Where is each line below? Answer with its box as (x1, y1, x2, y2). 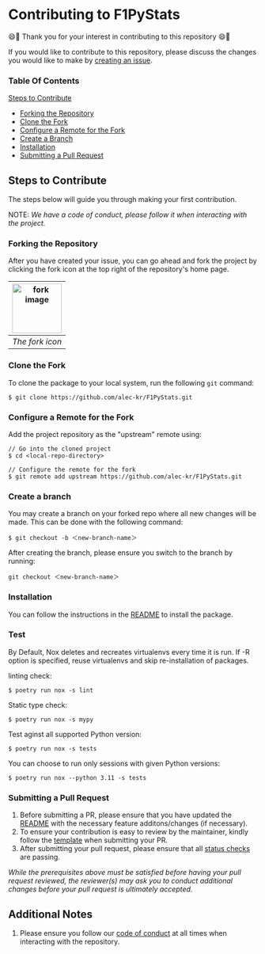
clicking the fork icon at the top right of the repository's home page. (8, 264, 229, 274)
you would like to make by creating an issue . (8, 55, 153, 65)
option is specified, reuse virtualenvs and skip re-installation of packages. (8, 656, 249, 665)
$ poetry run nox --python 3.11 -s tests (8, 773, 147, 781)
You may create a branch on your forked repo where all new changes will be (8, 509, 257, 519)
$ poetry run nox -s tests (8, 744, 97, 753)
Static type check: (8, 700, 67, 709)
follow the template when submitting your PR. (19, 835, 168, 845)
